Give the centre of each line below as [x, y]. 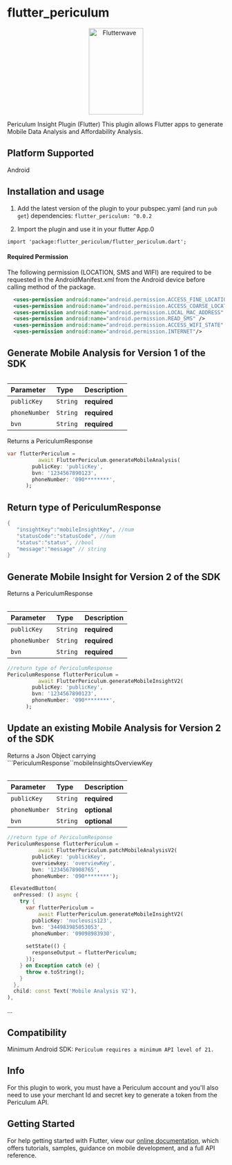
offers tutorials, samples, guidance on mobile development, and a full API [111, 1148]
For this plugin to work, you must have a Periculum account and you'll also [113, 1087]
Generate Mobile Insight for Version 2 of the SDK [114, 577]
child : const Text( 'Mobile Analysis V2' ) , [75, 991]
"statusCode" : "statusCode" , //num [66, 536]
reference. [22, 1155]
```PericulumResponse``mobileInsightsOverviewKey [80, 763]
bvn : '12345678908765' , [66, 869]
